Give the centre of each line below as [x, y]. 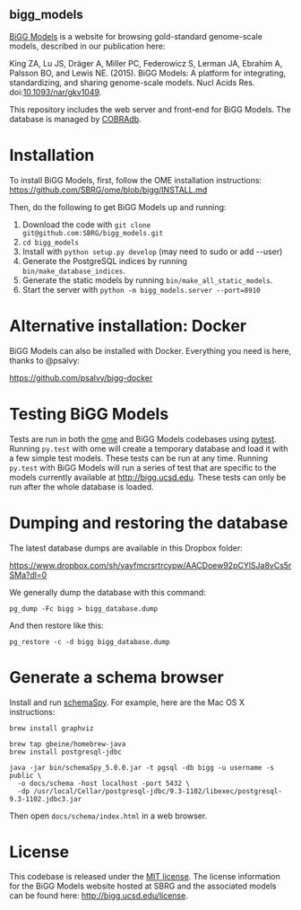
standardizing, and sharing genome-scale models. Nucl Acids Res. [132, 82]
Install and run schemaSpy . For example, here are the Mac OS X [127, 702]
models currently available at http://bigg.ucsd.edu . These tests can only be [148, 477]
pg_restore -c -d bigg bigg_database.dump [90, 641]
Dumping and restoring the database [149, 522]
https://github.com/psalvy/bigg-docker [81, 377]
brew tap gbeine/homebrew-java [68, 744]
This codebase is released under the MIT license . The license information [145, 877]
